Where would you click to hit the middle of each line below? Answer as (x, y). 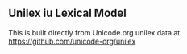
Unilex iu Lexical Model (67, 13)
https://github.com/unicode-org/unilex (72, 41)
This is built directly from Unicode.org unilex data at (94, 32)
